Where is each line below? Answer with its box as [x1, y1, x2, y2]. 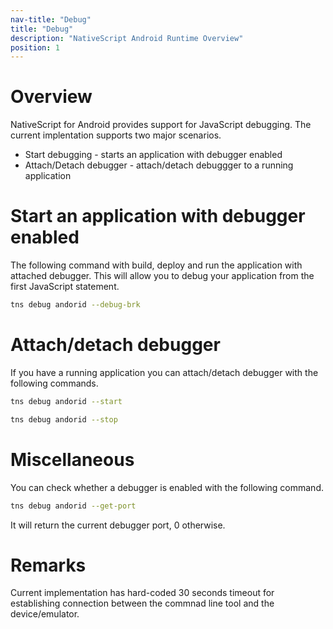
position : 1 [10, 42, 60, 53]
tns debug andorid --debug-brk [10, 300, 141, 310]
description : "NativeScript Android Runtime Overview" [10, 33, 244, 43]
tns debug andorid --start [10, 396, 123, 406]
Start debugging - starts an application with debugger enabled [24, 149, 283, 161]
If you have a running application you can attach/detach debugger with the [10, 366, 319, 378]
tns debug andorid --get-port [10, 501, 137, 511]
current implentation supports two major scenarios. [10, 129, 222, 141]
